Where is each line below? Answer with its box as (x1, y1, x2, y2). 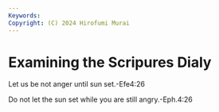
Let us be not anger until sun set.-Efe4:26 (8, 79, 146, 89)
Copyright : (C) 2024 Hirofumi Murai (8, 19, 130, 27)
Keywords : (8, 11, 41, 20)
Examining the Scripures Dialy (8, 53, 212, 71)
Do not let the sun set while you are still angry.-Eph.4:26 (8, 95, 194, 104)
